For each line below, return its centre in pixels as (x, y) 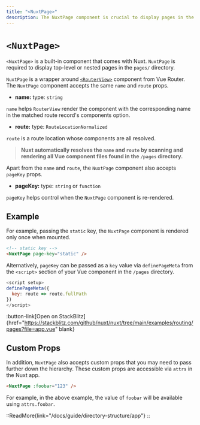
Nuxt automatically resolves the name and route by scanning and (102, 150)
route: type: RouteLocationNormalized (61, 127)
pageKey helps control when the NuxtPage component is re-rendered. (90, 198)
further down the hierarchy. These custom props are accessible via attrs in (99, 369)
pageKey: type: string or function (57, 186)
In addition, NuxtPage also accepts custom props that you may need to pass (99, 363)
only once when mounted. (38, 237)
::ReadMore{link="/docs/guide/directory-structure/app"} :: (78, 416)
